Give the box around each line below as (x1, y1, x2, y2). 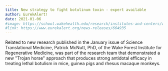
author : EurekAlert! (5, 12, 48, 17)
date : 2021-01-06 (5, 16, 41, 21)
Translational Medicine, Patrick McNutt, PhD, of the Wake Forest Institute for (5, 45, 162, 51)
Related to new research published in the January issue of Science (5, 39, 143, 45)
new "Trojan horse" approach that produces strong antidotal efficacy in (5, 55, 152, 61)
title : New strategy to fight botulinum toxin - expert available (5, 7, 146, 12)
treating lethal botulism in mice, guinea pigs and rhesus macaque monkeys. (5, 61, 161, 67)
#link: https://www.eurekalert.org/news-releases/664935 (5, 26, 126, 31)
